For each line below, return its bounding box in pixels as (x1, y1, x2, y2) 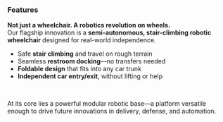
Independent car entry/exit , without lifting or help (17, 72, 163, 80)
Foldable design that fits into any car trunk (17, 65, 142, 73)
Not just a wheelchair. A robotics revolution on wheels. (7, 21, 171, 30)
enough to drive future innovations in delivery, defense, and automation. (7, 107, 217, 116)
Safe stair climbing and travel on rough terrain (17, 49, 153, 58)
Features (7, 5, 39, 15)
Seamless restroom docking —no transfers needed (17, 57, 166, 66)
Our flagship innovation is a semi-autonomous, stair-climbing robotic (7, 28, 212, 37)
